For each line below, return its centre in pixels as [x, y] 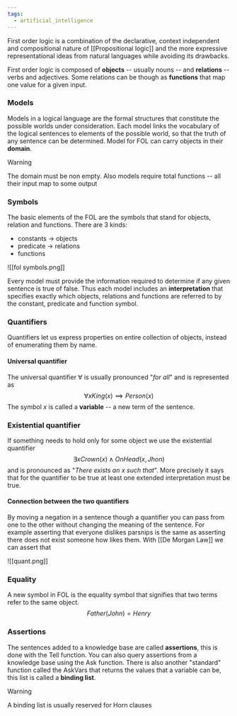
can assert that [29, 547]
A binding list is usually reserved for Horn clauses [80, 705]
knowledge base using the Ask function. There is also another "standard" [114, 662]
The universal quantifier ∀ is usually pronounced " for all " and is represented [118, 377]
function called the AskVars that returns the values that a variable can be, [114, 670]
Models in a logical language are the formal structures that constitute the [113, 118]
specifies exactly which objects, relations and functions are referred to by [115, 296]
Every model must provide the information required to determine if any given [119, 281]
